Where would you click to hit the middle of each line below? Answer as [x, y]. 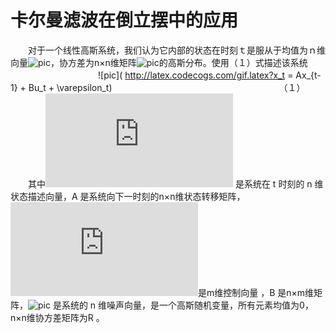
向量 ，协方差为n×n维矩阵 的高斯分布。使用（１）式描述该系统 [159, 62]
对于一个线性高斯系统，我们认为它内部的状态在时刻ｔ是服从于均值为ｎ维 [176, 50]
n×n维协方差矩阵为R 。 [57, 317]
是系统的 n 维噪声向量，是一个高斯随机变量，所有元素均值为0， [183, 305]
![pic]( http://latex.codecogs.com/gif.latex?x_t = [195, 75]
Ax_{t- [308, 75]
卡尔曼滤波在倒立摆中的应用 [124, 20]
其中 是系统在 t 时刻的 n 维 [175, 183]
